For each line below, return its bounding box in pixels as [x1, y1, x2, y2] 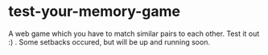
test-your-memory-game [8, 2, 181, 21]
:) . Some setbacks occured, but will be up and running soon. [8, 37, 211, 46]
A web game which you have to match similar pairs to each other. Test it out [8, 29, 260, 38]
